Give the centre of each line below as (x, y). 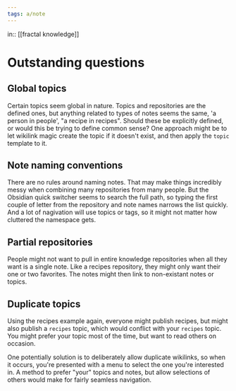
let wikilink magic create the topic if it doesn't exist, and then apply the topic (118, 136)
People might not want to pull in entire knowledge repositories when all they (117, 259)
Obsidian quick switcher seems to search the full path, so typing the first (113, 197)
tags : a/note (26, 14)
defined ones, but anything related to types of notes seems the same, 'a (112, 113)
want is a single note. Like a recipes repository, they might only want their (114, 267)
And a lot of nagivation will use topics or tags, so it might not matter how (112, 212)
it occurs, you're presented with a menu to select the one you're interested (116, 365)
